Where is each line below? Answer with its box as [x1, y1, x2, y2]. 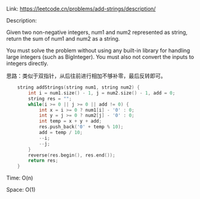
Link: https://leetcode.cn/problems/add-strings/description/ [6, 5, 156, 12]
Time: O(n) [6, 174, 33, 181]
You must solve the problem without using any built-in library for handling [6, 47, 190, 54]
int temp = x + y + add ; [38, 118, 102, 124]
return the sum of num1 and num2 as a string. [6, 35, 120, 42]
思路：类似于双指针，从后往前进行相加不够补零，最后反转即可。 [6, 72, 166, 79]
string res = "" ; [28, 95, 72, 102]
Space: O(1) [6, 186, 36, 194]
